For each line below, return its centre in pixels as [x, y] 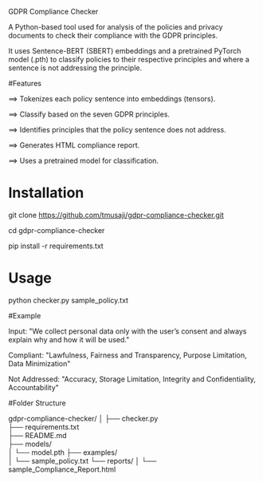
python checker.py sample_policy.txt [69, 300]
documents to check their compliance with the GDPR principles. [113, 36]
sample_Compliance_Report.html [62, 469]
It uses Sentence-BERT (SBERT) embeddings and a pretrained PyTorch [125, 51]
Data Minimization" [39, 363]
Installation [46, 193]
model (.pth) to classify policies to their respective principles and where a [129, 59]
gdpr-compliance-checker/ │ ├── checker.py [83, 418]
